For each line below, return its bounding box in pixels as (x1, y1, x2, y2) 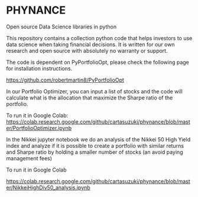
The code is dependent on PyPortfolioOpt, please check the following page (6, 59, 189, 66)
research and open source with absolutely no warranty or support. (6, 47, 168, 54)
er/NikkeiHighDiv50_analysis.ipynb (6, 184, 90, 191)
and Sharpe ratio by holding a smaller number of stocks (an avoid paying (6, 148, 183, 156)
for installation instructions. (6, 64, 73, 72)
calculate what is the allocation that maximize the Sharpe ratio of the (6, 94, 173, 101)
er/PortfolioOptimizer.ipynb (6, 124, 72, 131)
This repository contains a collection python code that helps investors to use (6, 34, 193, 41)
